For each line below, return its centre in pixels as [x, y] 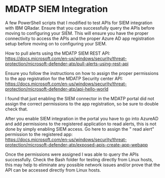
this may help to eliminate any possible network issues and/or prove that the [83, 165]
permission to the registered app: [39, 134]
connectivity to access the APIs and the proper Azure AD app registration [80, 38]
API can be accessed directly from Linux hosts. [53, 170]
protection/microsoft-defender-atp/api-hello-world [57, 89]
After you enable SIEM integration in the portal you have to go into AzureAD [82, 118]
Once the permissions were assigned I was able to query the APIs [72, 154]
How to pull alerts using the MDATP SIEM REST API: [58, 53]
